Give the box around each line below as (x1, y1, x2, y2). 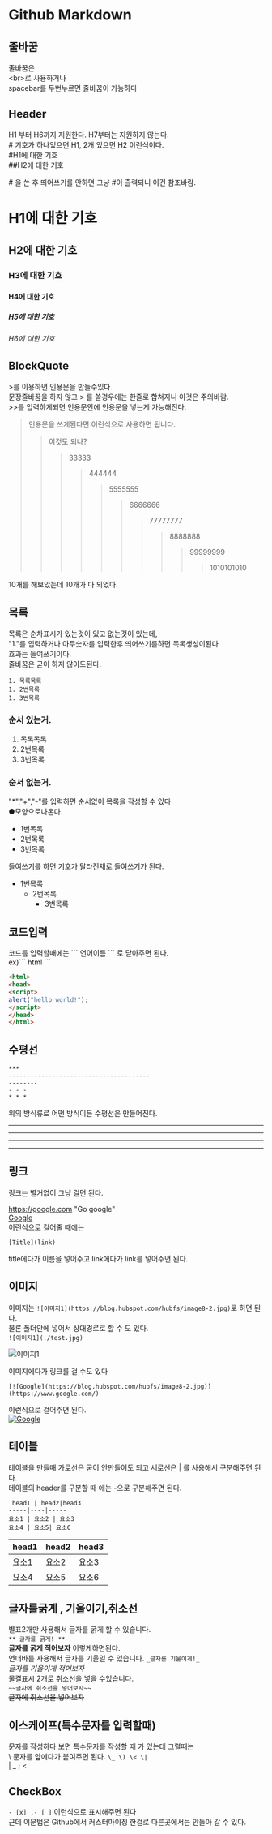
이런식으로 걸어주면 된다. (8, 1405, 87, 1415)
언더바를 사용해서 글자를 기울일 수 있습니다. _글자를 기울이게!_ (8, 1653, 200, 1664)
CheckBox (8, 1785, 62, 1798)
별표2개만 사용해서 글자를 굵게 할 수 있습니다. (8, 1625, 151, 1634)
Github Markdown (8, 6, 132, 24)
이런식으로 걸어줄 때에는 (8, 1222, 85, 1232)
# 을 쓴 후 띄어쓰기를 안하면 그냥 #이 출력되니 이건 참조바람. (8, 177, 197, 187)
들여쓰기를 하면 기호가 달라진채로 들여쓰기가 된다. (8, 861, 164, 871)
